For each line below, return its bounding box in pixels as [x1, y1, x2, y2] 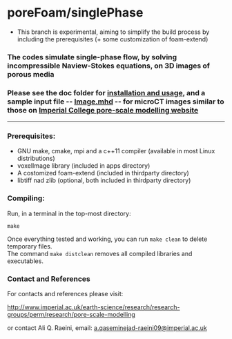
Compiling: [7, 193, 45, 203]
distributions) [17, 154, 55, 163]
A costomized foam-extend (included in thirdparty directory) [17, 169, 190, 177]
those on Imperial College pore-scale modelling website [7, 105, 199, 115]
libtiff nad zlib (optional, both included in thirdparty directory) [17, 176, 191, 184]
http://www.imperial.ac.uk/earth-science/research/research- [7, 303, 180, 311]
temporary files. [7, 242, 52, 250]
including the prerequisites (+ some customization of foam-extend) [17, 35, 209, 43]
